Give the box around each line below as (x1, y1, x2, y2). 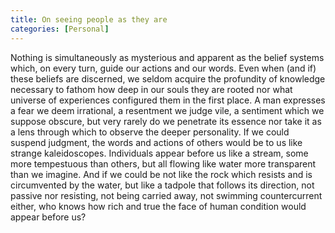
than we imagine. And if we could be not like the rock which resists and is (10, 168, 313, 180)
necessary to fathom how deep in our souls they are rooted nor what (10, 83, 293, 95)
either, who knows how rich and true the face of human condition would (10, 200, 307, 212)
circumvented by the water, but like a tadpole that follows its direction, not (10, 179, 315, 191)
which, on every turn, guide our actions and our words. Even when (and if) (10, 62, 317, 74)
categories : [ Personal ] (10, 24, 110, 34)
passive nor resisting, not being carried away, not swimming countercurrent (10, 189, 323, 201)
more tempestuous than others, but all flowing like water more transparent (10, 157, 317, 170)
